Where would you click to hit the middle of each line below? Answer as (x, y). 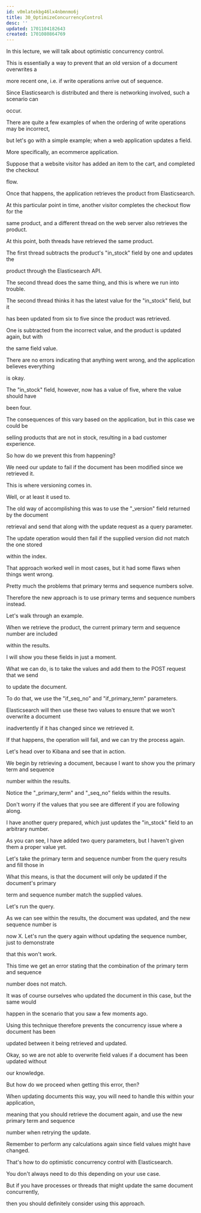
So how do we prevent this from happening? (61, 455)
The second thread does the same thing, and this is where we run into (93, 283)
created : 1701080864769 (36, 34)
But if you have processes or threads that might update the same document (100, 1185)
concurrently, (23, 1192)
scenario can (22, 99)
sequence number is (31, 925)
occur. (14, 111)
